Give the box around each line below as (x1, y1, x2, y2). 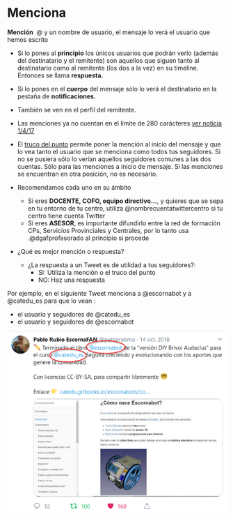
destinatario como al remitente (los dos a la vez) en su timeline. (17, 63, 199, 72)
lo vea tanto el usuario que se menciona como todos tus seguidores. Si (17, 147, 221, 156)
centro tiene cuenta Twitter (27, 211, 106, 220)
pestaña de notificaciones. (17, 92, 96, 100)
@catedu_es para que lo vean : (7, 296, 96, 305)
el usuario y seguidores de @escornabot (17, 317, 134, 326)
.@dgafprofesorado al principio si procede (27, 234, 150, 242)
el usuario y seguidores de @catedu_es (17, 310, 131, 318)
